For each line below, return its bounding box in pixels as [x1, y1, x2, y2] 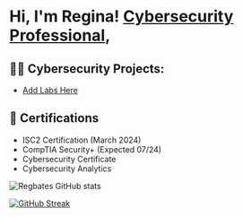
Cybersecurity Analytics [22, 163, 112, 174]
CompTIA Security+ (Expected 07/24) [22, 143, 162, 154]
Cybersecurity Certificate [22, 153, 117, 164]
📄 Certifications [9, 110, 100, 126]
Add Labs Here [22, 85, 78, 95]
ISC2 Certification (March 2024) [22, 135, 142, 145]
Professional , [9, 25, 111, 46]
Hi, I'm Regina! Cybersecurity [9, 6, 234, 27]
